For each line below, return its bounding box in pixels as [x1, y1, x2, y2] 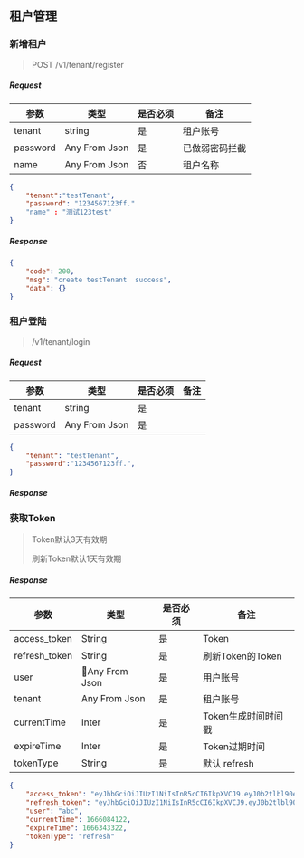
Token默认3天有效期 [31, 534, 108, 545]
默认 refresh [202, 758, 255, 770]
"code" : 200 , [25, 266, 75, 276]
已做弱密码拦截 [182, 141, 247, 154]
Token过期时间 [202, 740, 265, 753]
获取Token [9, 512, 56, 525]
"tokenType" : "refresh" [25, 832, 116, 841]
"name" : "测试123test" [25, 207, 113, 217]
